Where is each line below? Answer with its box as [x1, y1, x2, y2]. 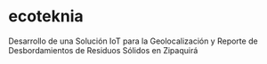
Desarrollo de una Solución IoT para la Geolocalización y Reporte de [8, 36, 259, 46]
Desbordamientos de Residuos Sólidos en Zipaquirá [8, 44, 198, 55]
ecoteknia [8, 6, 84, 27]
